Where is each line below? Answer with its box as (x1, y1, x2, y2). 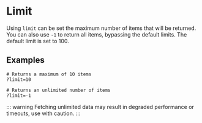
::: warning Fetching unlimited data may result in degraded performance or (6, 103, 195, 110)
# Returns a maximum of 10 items (6, 71, 92, 77)
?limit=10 (6, 76, 32, 83)
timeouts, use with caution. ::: (6, 110, 81, 117)
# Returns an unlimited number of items (6, 87, 111, 93)
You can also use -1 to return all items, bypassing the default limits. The (6, 30, 187, 38)
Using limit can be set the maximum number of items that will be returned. (6, 24, 196, 32)
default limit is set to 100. (6, 37, 69, 44)
